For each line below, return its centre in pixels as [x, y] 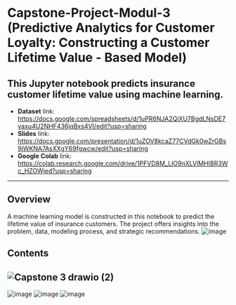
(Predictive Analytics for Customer [111, 28]
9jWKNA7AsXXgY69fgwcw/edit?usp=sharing [83, 148]
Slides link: [34, 134]
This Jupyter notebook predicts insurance [101, 83]
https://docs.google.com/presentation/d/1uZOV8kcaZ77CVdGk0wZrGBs [122, 141]
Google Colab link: [45, 156]
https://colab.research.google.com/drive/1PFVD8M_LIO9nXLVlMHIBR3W [123, 163]
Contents [28, 253]
